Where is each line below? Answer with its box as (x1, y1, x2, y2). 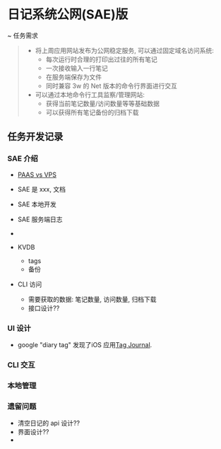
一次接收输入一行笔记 (45, 64, 108, 72)
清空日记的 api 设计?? (17, 419, 80, 428)
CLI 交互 (7, 360, 35, 370)
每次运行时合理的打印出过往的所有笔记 (45, 54, 157, 64)
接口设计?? (28, 303, 60, 312)
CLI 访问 (17, 280, 42, 288)
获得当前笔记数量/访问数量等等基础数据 (45, 99, 160, 107)
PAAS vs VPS (17, 170, 56, 179)
